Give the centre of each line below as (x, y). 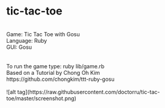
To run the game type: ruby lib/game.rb (56, 66)
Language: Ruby (27, 40)
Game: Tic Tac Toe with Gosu (43, 34)
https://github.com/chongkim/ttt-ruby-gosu (61, 79)
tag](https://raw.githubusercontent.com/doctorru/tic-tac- (89, 92)
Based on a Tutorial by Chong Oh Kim (53, 72)
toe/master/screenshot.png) (42, 98)
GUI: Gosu (19, 47)
